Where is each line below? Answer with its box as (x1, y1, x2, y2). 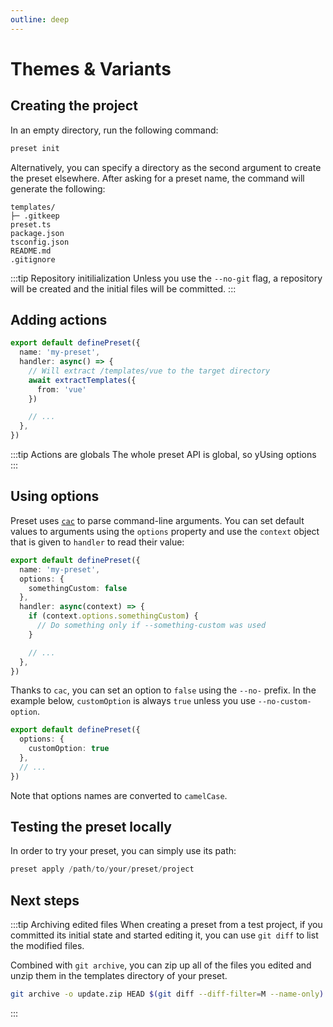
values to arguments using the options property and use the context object (10, 525, 320, 537)
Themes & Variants (10, 57, 172, 80)
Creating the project (10, 97, 138, 115)
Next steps (10, 892, 80, 909)
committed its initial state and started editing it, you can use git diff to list (10, 929, 319, 941)
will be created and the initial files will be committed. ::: (10, 282, 237, 295)
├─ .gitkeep (10, 211, 60, 221)
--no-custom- (257, 697, 312, 707)
